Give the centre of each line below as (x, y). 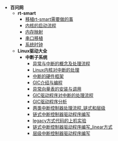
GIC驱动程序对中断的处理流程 (63, 95)
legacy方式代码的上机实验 (60, 120)
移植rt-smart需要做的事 (49, 19)
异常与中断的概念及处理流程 (62, 63)
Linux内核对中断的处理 (56, 70)
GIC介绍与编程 (48, 82)
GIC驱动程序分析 (50, 101)
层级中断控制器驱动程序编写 (62, 133)
